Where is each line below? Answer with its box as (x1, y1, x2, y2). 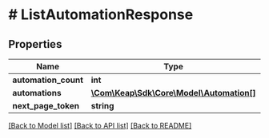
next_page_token (12, 101, 80, 111)
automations (12, 88, 62, 98)
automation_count (12, 74, 84, 85)
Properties (8, 37, 62, 51)
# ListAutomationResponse (8, 6, 194, 24)
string (90, 101, 114, 111)
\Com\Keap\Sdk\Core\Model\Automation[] (90, 88, 256, 98)
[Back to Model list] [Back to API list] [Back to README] (8, 121, 192, 130)
